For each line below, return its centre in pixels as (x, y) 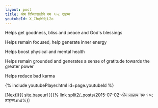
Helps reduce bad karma (30, 76)
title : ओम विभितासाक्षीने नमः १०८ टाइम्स (38, 14)
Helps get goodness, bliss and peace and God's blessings (64, 33)
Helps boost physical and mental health (45, 52)
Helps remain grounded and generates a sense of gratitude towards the (78, 61)
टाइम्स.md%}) (18, 101)
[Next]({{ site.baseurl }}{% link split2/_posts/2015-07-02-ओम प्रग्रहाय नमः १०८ (79, 95)
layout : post (18, 10)
